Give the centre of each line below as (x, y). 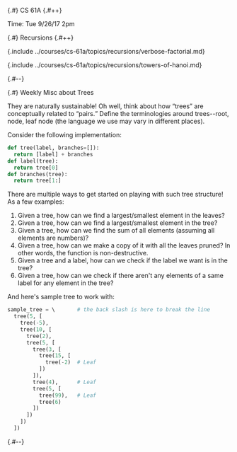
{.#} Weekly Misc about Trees (51, 92)
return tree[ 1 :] (37, 181)
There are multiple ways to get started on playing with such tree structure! (115, 195)
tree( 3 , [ (47, 349)
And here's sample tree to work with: (61, 297)
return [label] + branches (53, 154)
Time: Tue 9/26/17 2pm (41, 24)
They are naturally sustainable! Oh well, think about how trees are (105, 106)
